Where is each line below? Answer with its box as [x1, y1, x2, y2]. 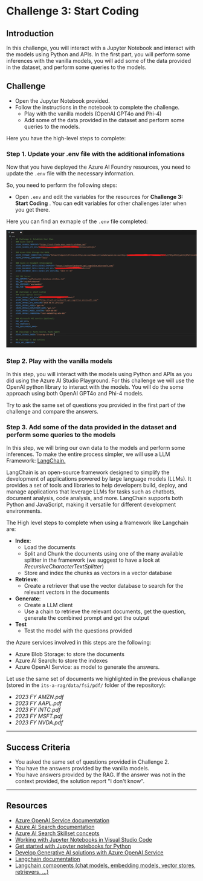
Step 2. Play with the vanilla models [6, 357, 113, 365]
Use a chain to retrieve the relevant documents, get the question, [24, 608, 186, 615]
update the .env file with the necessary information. [6, 170, 135, 177]
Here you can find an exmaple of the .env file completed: [6, 218, 148, 225]
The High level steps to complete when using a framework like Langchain [6, 519, 189, 527]
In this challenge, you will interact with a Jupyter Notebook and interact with [6, 44, 195, 51]
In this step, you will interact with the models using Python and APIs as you [6, 370, 193, 377]
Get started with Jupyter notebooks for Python [14, 842, 132, 850]
